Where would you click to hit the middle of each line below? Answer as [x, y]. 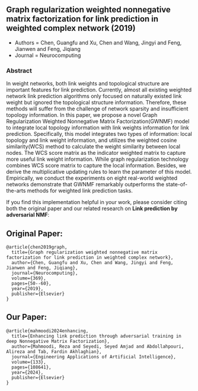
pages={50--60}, [31, 283]
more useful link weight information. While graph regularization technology [97, 159]
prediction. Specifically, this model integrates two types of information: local [99, 134]
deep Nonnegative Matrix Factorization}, [58, 341]
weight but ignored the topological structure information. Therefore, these [96, 103]
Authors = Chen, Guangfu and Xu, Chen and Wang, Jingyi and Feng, [98, 42]
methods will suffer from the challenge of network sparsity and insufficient [97, 109]
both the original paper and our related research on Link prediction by [92, 209]
